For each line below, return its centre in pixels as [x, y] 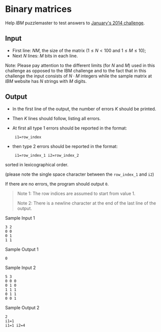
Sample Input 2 [20, 267]
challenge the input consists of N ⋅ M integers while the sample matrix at [79, 76]
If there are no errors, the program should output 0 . [57, 184]
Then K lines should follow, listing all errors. [57, 118]
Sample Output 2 [22, 307]
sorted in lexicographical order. [37, 164]
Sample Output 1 [22, 249]
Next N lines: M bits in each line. [45, 56]
